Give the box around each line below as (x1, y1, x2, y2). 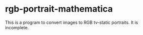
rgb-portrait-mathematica (5, 3, 113, 15)
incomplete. (5, 24, 29, 30)
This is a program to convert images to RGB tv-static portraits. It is (5, 19, 138, 25)
